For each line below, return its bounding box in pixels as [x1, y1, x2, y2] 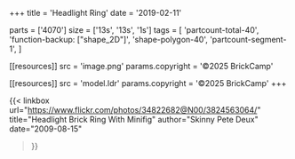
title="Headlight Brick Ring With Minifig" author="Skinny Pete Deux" [9, 115, 259, 124]
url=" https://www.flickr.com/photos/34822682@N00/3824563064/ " [9, 105, 261, 115]
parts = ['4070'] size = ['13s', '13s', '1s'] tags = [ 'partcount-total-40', [9, 25, 259, 35]
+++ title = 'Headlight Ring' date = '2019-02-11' [9, 8, 182, 18]
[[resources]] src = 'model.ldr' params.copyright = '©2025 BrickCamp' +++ [9, 78, 287, 88]
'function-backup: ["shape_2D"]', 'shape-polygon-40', [9, 35, 209, 44]
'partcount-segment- [210, 35, 287, 44]
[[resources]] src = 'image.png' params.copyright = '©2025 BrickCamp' [9, 61, 274, 71]
